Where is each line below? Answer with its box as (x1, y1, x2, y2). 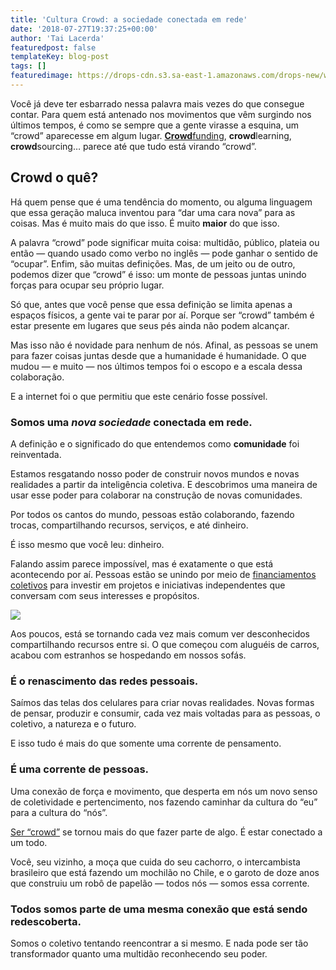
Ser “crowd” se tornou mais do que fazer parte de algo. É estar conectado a (10, 826, 323, 838)
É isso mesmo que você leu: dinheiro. (10, 538, 165, 550)
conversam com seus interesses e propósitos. (10, 589, 200, 601)
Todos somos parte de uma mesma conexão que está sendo (10, 902, 308, 916)
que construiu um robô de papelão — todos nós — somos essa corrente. (10, 877, 310, 889)
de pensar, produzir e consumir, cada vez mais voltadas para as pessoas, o (10, 707, 321, 720)
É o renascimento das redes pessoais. (10, 674, 199, 688)
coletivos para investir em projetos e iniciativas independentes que (10, 579, 286, 591)
